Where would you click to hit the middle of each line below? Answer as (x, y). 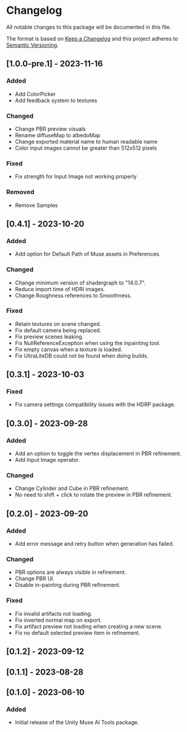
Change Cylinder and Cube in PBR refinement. (72, 488)
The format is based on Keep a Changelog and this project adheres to (92, 38)
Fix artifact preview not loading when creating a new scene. (89, 626)
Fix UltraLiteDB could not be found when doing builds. (82, 356)
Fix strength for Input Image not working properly (76, 177)
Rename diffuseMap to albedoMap (58, 135)
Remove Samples (36, 205)
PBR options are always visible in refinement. (70, 572)
